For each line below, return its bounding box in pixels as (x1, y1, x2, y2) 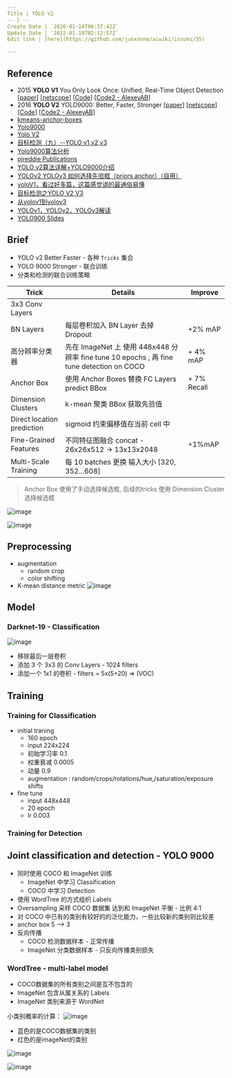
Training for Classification (7, 710, 97, 720)
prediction (10, 423, 43, 433)
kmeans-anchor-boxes (17, 115, 83, 123)
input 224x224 (27, 741, 70, 749)
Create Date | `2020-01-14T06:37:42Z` (7, 23, 119, 30)
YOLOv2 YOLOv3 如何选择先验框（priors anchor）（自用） (17, 171, 182, 180)
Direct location (10, 414, 59, 424)
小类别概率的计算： (7, 1012, 62, 1020)
